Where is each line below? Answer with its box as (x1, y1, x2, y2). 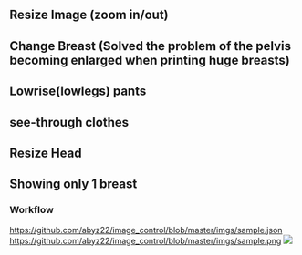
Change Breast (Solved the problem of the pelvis (9, 38, 292, 54)
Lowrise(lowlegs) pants (9, 84, 147, 99)
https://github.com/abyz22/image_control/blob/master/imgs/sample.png (9, 235, 282, 246)
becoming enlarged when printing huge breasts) (9, 52, 290, 67)
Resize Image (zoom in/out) (9, 7, 169, 23)
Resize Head (9, 145, 82, 160)
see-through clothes (9, 114, 130, 130)
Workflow (9, 204, 55, 217)
